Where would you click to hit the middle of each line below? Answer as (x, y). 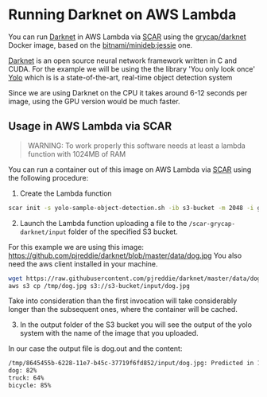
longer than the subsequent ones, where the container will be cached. (123, 309)
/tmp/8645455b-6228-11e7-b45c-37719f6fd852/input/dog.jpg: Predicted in (131, 364)
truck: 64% (26, 378)
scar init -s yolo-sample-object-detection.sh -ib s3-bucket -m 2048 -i (131, 208)
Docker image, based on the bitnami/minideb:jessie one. (101, 45)
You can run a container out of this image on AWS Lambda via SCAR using (130, 169)
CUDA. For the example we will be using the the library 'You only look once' (132, 68)
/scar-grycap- (212, 224)
